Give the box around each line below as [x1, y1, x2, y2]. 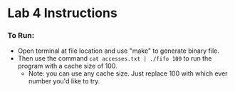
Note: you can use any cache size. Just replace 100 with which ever [28, 69, 228, 78]
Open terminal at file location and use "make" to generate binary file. [17, 46, 219, 55]
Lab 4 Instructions [7, 5, 117, 21]
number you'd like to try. [28, 77, 100, 86]
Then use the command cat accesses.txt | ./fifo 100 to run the [17, 54, 212, 63]
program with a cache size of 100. [17, 62, 117, 71]
